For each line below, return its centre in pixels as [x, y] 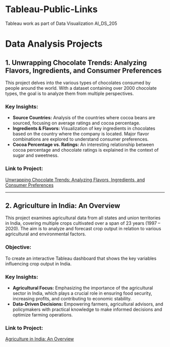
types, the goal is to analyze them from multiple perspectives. [70, 93]
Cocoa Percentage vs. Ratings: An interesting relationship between [83, 145]
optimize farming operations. [43, 315]
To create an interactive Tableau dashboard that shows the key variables [81, 258]
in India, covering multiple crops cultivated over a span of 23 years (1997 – [83, 223]
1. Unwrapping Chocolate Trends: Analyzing [76, 63]
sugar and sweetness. [36, 155]
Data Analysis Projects [54, 44]
